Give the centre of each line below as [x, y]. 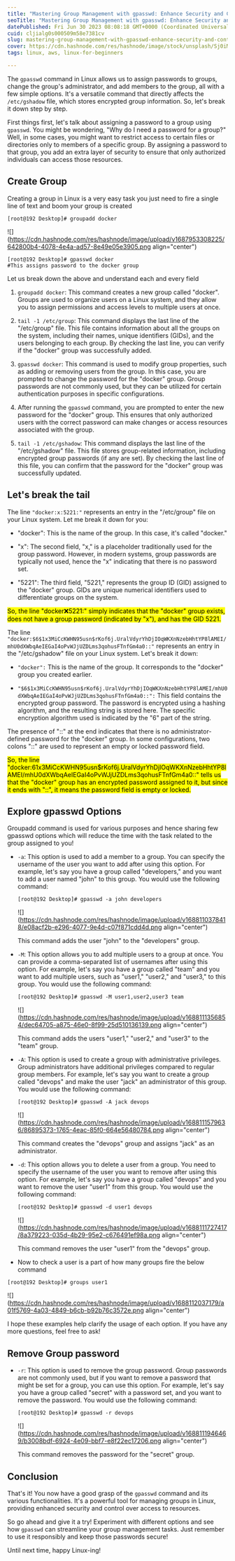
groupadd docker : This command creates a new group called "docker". [119, 292]
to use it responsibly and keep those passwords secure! [88, 1536]
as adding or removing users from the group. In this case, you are [112, 371]
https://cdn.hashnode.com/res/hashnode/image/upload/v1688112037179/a [117, 1303]
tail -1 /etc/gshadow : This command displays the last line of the [111, 443]
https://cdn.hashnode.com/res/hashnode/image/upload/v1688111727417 [123, 1228]
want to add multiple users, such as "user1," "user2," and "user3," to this [121, 977]
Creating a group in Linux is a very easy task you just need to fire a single [113, 198]
